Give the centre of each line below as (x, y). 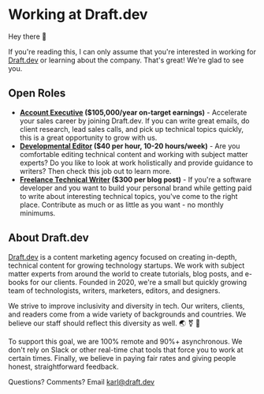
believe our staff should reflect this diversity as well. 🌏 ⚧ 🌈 (104, 323)
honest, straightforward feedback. (64, 366)
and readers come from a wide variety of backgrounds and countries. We (127, 314)
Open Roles (37, 94)
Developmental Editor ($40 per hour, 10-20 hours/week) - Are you (130, 146)
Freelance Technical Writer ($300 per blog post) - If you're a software (136, 179)
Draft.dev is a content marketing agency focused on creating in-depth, (123, 257)
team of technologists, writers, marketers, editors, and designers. (114, 291)
